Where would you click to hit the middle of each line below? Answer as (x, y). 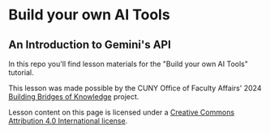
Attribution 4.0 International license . (68, 121)
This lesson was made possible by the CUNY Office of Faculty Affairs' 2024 (135, 88)
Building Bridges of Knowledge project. (74, 97)
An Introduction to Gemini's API (90, 45)
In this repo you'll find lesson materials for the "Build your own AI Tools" (129, 64)
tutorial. (21, 73)
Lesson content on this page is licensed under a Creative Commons (122, 112)
